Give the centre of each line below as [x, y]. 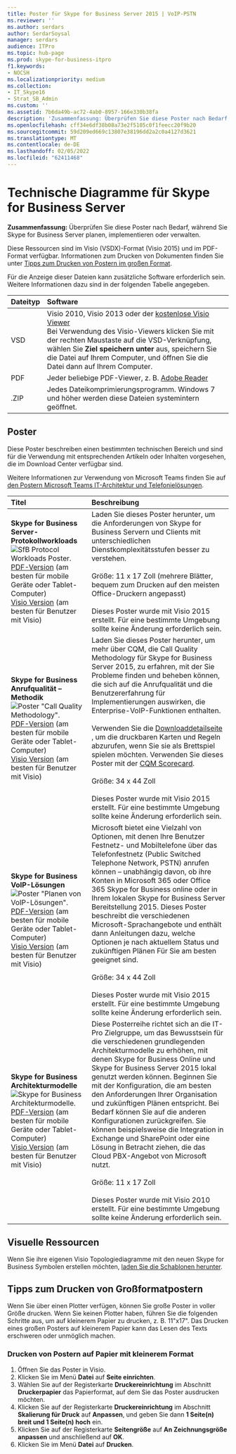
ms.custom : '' [28, 106]
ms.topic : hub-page [36, 54]
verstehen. [109, 558]
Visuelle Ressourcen [53, 1242]
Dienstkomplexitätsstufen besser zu [150, 549]
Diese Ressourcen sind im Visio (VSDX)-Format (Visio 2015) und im [104, 248]
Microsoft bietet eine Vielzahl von [146, 827]
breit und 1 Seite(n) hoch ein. [60, 1422]
